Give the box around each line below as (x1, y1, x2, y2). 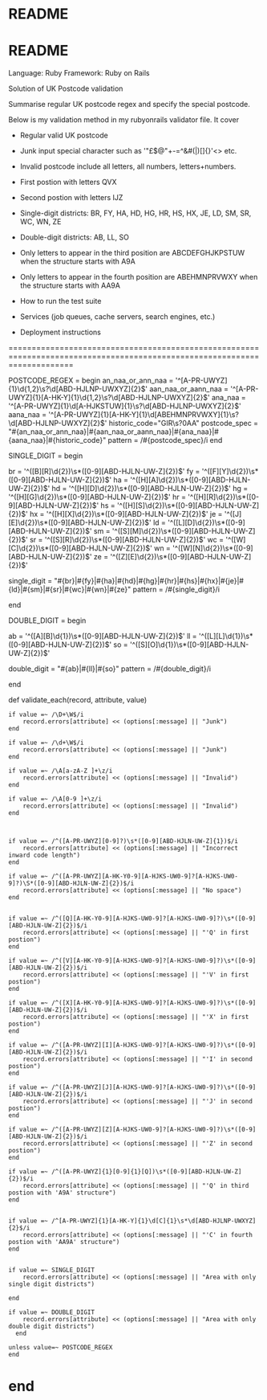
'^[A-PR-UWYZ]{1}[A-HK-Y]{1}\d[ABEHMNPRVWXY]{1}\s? (47, 410, 239, 420)
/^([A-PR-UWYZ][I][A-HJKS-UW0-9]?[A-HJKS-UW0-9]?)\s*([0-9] (51, 1042, 257, 1050)
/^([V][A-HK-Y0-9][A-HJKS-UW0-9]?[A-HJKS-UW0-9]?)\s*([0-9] (51, 957, 257, 965)
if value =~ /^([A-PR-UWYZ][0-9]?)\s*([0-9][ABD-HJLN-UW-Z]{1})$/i (8, 837, 239, 845)
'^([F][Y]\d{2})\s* (201, 467, 259, 477)
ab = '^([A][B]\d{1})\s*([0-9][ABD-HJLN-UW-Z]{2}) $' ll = (8, 632, 198, 641)
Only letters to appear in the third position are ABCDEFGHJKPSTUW (19, 248, 245, 258)
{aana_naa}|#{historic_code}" (8, 436, 107, 445)
